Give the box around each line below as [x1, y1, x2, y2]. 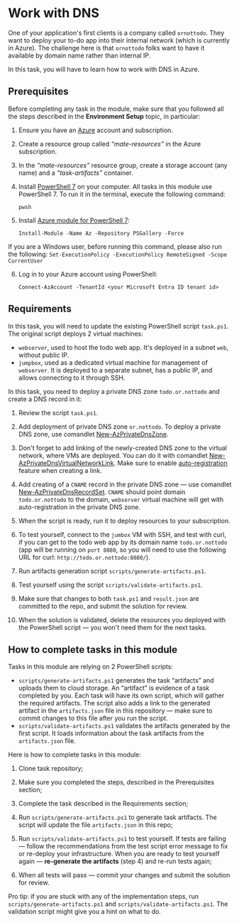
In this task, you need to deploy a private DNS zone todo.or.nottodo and [8, 387, 221, 395]
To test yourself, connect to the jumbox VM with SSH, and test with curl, [18, 530, 226, 538]
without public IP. [18, 351, 70, 359]
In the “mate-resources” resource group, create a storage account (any [18, 161, 228, 169]
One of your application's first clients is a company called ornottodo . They [8, 28, 225, 37]
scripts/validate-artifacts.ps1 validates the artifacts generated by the [18, 722, 230, 730]
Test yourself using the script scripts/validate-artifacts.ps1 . [18, 580, 203, 589]
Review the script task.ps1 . [18, 408, 99, 417]
